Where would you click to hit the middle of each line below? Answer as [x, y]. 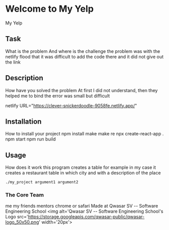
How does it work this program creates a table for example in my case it [81, 167]
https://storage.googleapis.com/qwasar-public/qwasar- [86, 217]
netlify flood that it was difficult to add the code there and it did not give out [84, 56]
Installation [23, 121]
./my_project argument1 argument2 [42, 182]
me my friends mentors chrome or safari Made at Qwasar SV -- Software [82, 206]
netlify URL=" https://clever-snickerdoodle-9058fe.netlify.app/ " [71, 105]
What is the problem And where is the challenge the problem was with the [83, 51]
